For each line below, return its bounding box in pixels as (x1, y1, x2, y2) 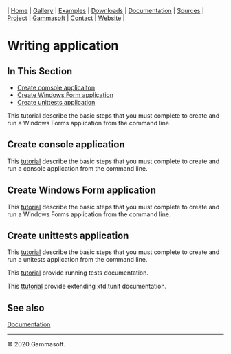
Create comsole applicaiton (16, 83, 95, 92)
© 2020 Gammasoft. (7, 340, 66, 348)
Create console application (7, 138, 125, 151)
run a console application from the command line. (7, 164, 148, 172)
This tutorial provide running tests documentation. (7, 269, 149, 277)
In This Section (7, 65, 73, 77)
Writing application (7, 38, 119, 54)
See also (7, 302, 45, 313)
